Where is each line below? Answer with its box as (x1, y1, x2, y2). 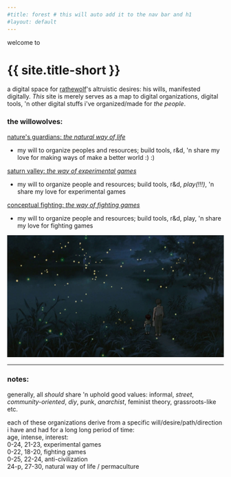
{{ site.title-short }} (7, 62, 121, 78)
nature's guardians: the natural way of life (7, 132, 126, 141)
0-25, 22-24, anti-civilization (7, 455, 88, 463)
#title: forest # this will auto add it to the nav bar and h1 (7, 11, 192, 18)
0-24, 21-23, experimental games (7, 440, 102, 448)
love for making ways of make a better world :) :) (16, 153, 155, 161)
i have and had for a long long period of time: (7, 425, 135, 434)
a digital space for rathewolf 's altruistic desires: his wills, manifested (7, 85, 201, 93)
